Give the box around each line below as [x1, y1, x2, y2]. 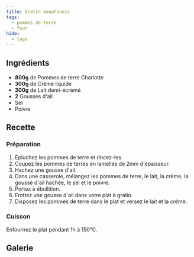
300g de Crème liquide [14, 80, 72, 87]
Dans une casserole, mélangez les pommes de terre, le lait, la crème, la [14, 172, 189, 179]
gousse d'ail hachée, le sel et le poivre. [14, 179, 110, 186]
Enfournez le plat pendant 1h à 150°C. [6, 226, 98, 233]
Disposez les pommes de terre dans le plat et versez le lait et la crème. [14, 198, 187, 205]
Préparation [6, 140, 41, 149]
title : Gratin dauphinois [6, 8, 70, 15]
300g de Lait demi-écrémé [14, 86, 81, 94]
